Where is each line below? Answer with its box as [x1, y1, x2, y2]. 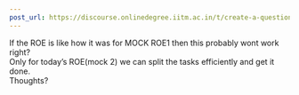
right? [9, 46, 31, 58]
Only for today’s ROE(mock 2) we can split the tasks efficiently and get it [9, 56, 275, 67]
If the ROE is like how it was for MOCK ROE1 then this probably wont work [9, 37, 279, 48]
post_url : [9, 12, 46, 22]
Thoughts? [9, 75, 49, 85]
